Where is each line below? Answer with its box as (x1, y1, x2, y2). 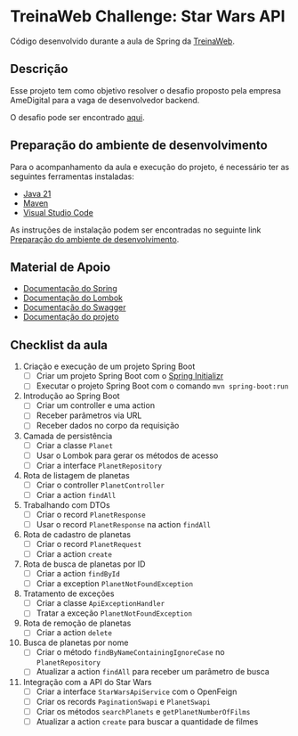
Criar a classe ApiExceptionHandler (36, 598, 165, 609)
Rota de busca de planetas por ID (22, 559, 146, 569)
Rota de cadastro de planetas (22, 528, 132, 540)
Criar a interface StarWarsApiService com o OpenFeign (36, 686, 238, 697)
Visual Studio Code (22, 207, 94, 217)
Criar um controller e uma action (36, 400, 155, 411)
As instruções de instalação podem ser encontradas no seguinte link (10, 225, 262, 235)
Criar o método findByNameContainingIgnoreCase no (36, 647, 225, 658)
